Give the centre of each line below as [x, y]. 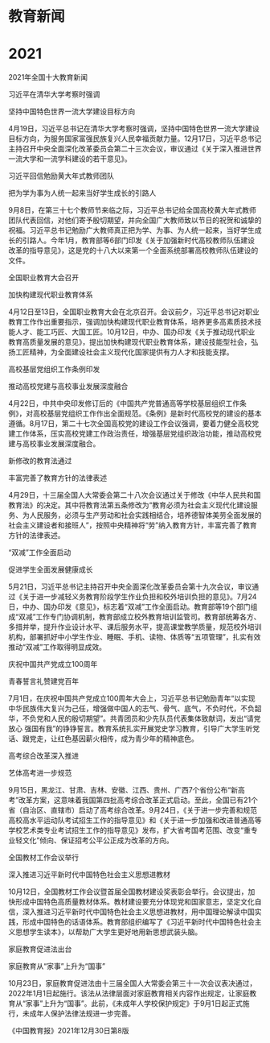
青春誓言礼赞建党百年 [43, 681]
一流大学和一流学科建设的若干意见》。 [70, 159]
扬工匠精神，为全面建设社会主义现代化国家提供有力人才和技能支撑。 [121, 352]
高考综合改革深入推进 [43, 756]
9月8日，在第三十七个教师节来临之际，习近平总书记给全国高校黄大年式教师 [133, 210]
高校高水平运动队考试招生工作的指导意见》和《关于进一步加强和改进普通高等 [135, 820]
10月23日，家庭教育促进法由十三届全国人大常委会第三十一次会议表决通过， [133, 983]
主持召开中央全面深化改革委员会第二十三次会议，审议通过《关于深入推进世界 [135, 149]
